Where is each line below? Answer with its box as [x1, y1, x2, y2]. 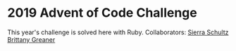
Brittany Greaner [7, 35, 56, 43]
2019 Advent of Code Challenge [7, 5, 197, 21]
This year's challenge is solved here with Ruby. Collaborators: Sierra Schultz [7, 28, 229, 36]
